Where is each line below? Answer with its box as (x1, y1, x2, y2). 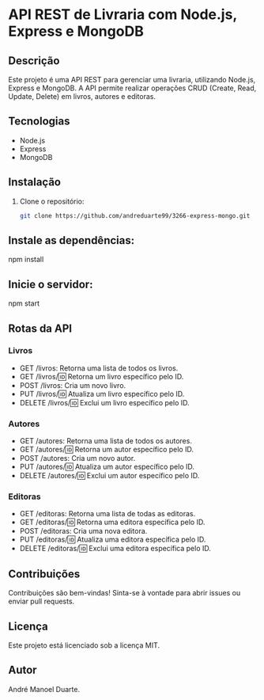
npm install (8, 255, 44, 264)
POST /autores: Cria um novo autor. (19, 454, 136, 463)
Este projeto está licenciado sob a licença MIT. (8, 641, 160, 650)
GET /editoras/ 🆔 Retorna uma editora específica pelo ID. (19, 517, 206, 527)
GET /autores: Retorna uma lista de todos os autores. (19, 436, 192, 446)
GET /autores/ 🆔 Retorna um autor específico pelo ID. (19, 445, 194, 455)
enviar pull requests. (8, 596, 75, 607)
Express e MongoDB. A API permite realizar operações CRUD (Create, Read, (8, 83, 257, 93)
